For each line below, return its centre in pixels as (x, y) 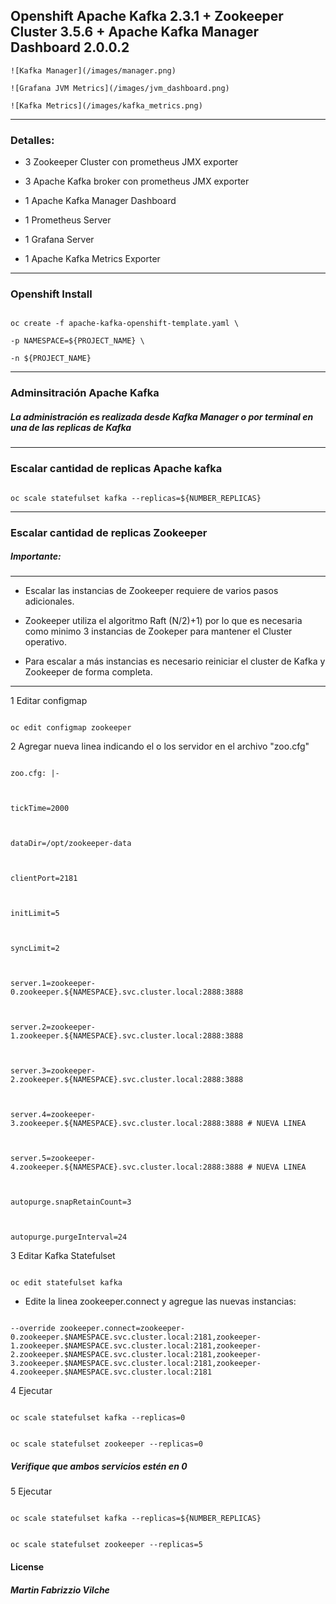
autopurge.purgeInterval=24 (69, 1237)
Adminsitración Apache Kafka (85, 393)
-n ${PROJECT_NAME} (51, 359)
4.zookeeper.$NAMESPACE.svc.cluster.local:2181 (111, 1372)
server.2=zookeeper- (53, 1027)
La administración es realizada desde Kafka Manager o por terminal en (162, 416)
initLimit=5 (35, 914)
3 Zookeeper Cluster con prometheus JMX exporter (131, 162)
